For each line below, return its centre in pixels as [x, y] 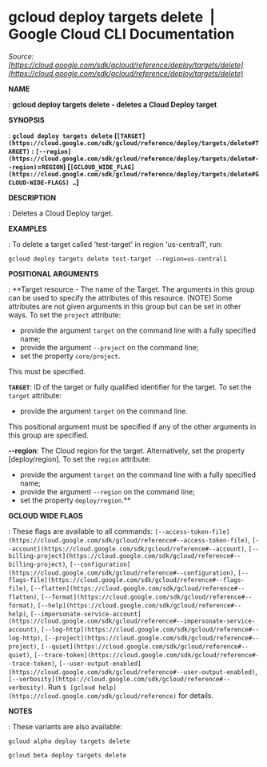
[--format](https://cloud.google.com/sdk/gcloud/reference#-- [147, 597]
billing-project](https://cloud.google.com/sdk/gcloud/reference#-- [125, 556]
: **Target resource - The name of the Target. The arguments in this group [132, 289]
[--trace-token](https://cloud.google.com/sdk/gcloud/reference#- [146, 655]
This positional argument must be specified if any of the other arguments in [132, 426]
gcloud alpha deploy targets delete [69, 741]
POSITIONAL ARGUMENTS [54, 273]
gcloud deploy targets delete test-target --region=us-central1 [118, 259]
